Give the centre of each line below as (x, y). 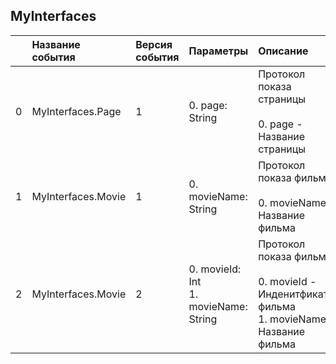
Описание (283, 51)
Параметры (218, 51)
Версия (154, 44)
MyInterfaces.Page (76, 111)
